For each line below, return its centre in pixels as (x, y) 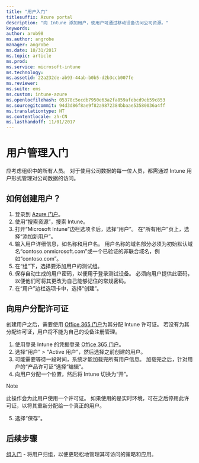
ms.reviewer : (22, 84)
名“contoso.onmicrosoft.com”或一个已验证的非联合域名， (85, 251)
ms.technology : (25, 72)
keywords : (18, 28)
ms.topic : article (29, 56)
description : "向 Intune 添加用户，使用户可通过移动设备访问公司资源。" (87, 23)
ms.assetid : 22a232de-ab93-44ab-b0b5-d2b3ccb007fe (70, 78)
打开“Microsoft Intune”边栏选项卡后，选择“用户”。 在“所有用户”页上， (99, 229)
